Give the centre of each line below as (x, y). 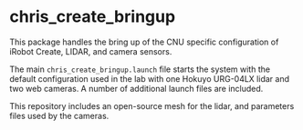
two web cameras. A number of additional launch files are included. (136, 88)
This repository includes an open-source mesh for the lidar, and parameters (152, 105)
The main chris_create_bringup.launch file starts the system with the (140, 69)
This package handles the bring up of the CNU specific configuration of (144, 42)
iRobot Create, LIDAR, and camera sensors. (91, 51)
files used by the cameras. (59, 115)
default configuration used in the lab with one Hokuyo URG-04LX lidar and (150, 78)
